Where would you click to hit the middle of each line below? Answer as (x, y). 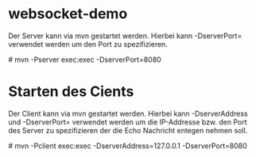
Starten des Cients (71, 92)
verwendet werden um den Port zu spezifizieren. (88, 44)
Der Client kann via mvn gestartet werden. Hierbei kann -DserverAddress (128, 113)
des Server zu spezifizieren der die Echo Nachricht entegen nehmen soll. (128, 130)
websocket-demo (68, 14)
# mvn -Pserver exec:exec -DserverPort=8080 (85, 59)
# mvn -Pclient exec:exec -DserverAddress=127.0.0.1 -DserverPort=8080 (128, 146)
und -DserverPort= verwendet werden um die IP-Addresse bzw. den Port (128, 122)
